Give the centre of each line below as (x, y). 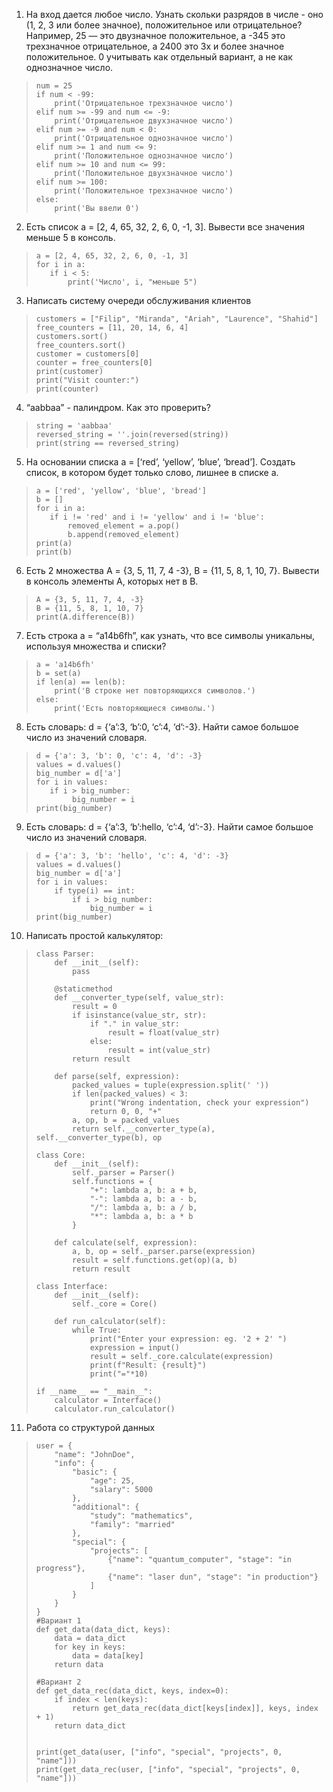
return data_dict (90, 1726)
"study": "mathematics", (141, 1516)
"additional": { (106, 1507)
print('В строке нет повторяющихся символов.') (155, 691)
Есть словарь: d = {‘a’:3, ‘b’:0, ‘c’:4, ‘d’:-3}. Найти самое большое (162, 727)
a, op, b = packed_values (126, 1120)
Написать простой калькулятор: (94, 935)
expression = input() (134, 1348)
